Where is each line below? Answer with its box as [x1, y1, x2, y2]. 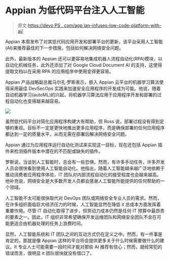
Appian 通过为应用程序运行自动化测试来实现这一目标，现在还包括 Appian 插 [5, 141, 163, 147]
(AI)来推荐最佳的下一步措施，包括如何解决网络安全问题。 [5, 45, 124, 51]
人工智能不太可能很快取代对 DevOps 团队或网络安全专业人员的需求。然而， [5, 195, 162, 201]
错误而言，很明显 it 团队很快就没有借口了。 [5, 250, 95, 256]
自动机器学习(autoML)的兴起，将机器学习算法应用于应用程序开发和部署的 [5, 92, 157, 98]
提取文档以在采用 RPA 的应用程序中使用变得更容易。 [5, 68, 114, 74]
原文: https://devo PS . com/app [17, 22, 83, 28]
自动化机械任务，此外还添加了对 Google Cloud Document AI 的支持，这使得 [5, 62, 162, 68]
